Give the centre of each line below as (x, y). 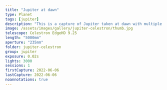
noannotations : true (27, 79)
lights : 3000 (19, 61)
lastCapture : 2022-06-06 (31, 75)
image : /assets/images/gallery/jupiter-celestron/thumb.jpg (69, 28)
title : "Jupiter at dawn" (32, 10)
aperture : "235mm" (24, 42)
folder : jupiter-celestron (33, 47)
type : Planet (19, 14)
